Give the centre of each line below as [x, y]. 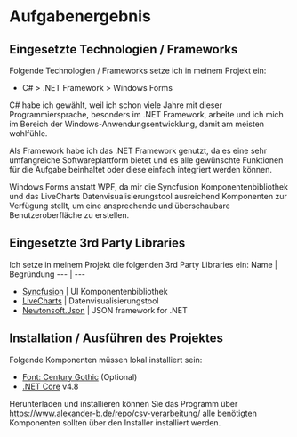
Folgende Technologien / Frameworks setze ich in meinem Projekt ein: [138, 70]
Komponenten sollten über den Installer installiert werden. [115, 422]
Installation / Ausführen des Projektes [116, 339]
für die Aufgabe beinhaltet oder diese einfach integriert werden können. [141, 170]
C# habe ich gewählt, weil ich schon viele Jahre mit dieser [116, 105]
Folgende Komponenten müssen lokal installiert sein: [106, 360]
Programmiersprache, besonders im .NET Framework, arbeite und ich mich [147, 114]
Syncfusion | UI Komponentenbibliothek [95, 291]
